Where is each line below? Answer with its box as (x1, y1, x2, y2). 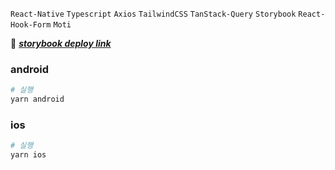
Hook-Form (10, 20, 52, 30)
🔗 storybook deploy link (10, 38, 112, 49)
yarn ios (10, 150, 47, 160)
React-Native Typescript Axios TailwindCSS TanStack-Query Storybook (10, 9, 297, 19)
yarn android (10, 94, 65, 105)
